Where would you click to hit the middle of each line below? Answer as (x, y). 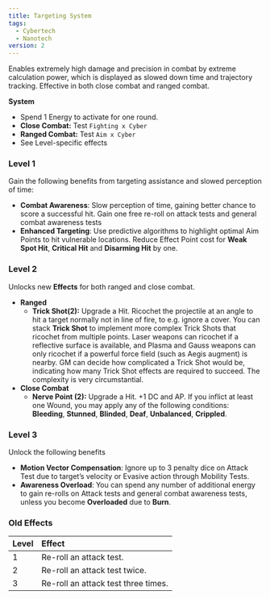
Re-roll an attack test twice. (94, 571)
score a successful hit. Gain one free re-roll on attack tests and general (138, 214)
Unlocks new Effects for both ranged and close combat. (102, 286)
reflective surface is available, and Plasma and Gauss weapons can (144, 345)
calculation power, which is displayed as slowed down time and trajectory (131, 77)
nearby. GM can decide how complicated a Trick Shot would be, (139, 362)
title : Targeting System (50, 16)
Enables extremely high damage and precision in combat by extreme (122, 69)
